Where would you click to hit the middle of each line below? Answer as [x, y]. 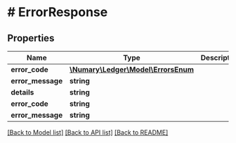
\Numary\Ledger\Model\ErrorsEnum [132, 69]
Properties [31, 38]
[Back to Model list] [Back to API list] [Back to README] [88, 132]
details [22, 92]
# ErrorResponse [58, 12]
